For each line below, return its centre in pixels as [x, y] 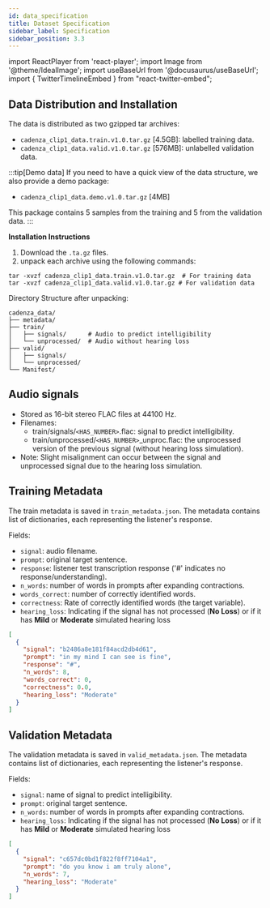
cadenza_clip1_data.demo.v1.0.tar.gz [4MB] [95, 197]
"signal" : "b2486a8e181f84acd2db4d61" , [90, 649]
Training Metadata [56, 491]
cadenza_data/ [32, 313]
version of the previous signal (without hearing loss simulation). [138, 448]
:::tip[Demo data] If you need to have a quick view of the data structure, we [133, 173]
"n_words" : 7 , [46, 874]
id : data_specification [49, 16]
